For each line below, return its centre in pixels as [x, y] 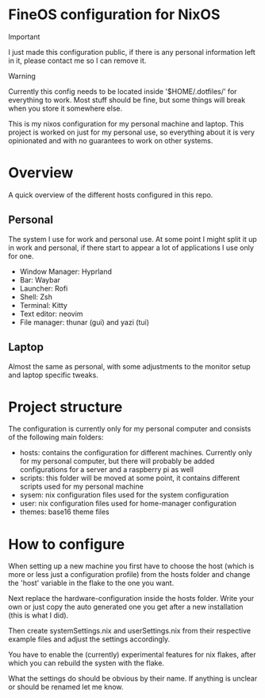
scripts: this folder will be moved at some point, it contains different [130, 478]
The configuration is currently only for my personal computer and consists [130, 429]
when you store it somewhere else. [65, 108]
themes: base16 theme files [64, 512]
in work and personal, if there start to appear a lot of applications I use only [131, 248]
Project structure [65, 407]
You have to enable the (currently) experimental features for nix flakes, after [132, 655]
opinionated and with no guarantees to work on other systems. [111, 140]
